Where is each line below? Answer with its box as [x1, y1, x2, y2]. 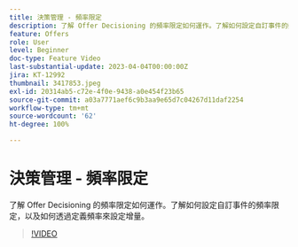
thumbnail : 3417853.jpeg [9, 79, 101, 88]
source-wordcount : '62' [9, 112, 98, 120]
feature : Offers [9, 29, 69, 38]
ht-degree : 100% [9, 120, 69, 129]
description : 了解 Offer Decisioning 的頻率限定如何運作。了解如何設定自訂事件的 [9, 21, 288, 30]
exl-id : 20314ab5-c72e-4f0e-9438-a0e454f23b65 [9, 87, 184, 96]
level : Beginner [9, 46, 69, 55]
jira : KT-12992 [9, 71, 66, 80]
